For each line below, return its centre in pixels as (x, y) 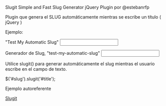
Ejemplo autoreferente (28, 88)
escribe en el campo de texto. (36, 69)
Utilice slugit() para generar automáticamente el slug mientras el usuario (80, 64)
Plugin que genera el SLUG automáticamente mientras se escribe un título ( (83, 17)
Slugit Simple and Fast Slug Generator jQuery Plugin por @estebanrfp (77, 7)
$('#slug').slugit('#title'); (30, 79)
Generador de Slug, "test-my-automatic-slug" (53, 53)
